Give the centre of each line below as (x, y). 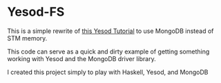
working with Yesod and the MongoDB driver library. (82, 58)
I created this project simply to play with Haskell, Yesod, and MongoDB (108, 72)
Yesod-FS (36, 12)
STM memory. (27, 38)
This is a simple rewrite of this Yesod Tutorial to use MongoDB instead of (110, 31)
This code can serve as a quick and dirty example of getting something (108, 51)
